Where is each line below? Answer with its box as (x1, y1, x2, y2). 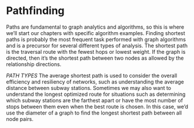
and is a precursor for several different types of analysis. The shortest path (6, 42, 188, 49)
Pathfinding (6, 4, 65, 18)
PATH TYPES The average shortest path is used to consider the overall (6, 72, 178, 79)
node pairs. (6, 115, 34, 122)
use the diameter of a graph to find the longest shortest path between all (6, 109, 182, 116)
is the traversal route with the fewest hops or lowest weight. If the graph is (6, 48, 186, 55)
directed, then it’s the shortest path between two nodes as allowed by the (6, 54, 184, 61)
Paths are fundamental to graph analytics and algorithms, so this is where (6, 23, 185, 30)
